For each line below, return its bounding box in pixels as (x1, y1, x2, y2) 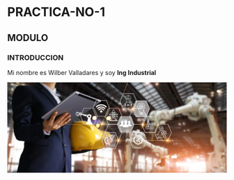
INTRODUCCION (7, 53, 64, 63)
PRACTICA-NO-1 (7, 4, 106, 20)
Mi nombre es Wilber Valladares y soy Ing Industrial (7, 68, 157, 76)
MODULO (7, 32, 49, 44)
